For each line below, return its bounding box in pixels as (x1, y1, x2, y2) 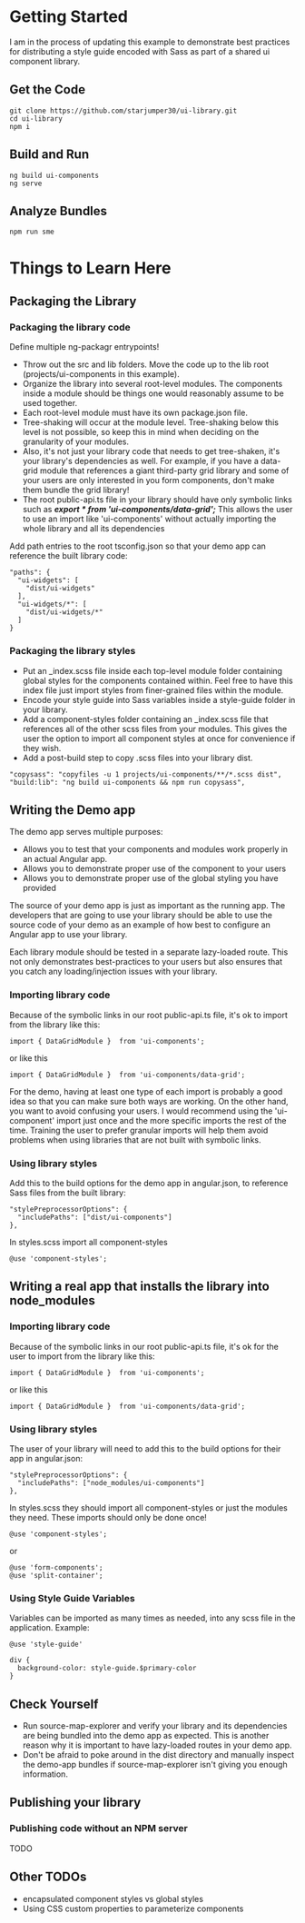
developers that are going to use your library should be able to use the (9, 910, 272, 921)
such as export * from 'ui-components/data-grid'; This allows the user (22, 504, 293, 515)
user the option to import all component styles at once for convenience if (22, 733, 296, 744)
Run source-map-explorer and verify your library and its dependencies (22, 1720, 288, 1731)
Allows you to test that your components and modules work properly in (22, 844, 289, 855)
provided (22, 883, 57, 894)
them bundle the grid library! (22, 484, 130, 496)
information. (22, 1769, 68, 1779)
